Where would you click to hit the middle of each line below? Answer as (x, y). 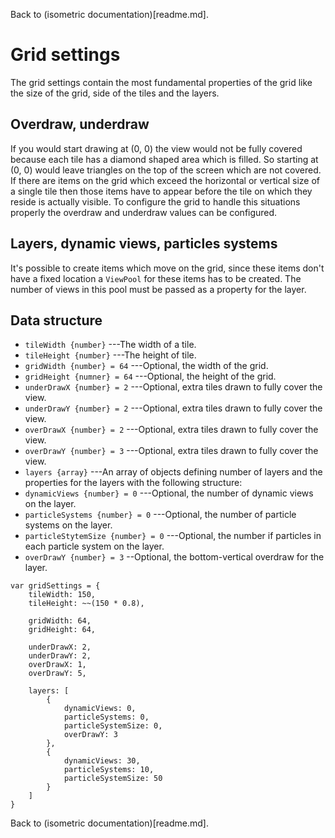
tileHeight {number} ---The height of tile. (110, 355)
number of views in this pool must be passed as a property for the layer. (158, 289)
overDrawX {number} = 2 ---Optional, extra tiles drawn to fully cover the (171, 430)
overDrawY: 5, (57, 674)
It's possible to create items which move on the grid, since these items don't (167, 268)
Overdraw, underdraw (80, 124)
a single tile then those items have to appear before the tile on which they (161, 191)
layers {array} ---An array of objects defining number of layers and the (173, 472)
